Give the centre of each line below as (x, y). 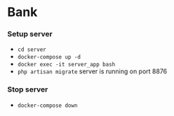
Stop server (28, 89)
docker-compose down (47, 106)
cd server (32, 50)
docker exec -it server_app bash (66, 65)
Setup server (30, 34)
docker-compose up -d (49, 57)
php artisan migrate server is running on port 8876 (92, 71)
